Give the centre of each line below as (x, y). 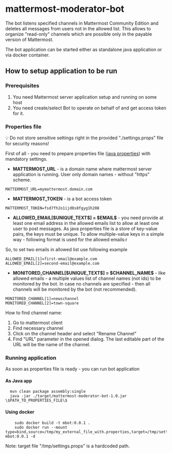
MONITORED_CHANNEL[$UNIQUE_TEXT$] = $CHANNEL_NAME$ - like (89, 273)
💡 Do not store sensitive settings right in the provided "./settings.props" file (84, 138)
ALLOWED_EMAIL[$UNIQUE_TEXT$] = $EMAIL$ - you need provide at (88, 217)
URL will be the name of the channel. (51, 344)
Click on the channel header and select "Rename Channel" (74, 333)
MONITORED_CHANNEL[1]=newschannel (42, 298)
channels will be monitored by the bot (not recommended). (75, 289)
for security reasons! (27, 143)
